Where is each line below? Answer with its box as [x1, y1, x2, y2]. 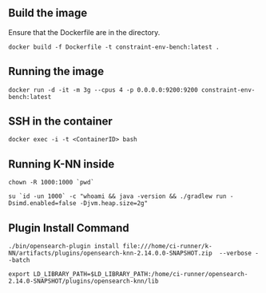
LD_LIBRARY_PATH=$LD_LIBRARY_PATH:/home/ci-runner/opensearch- [33, 271, 248, 279]
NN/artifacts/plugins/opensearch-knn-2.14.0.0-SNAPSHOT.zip [8, 249, 213, 258]
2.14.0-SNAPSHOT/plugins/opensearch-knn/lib [8, 277, 159, 286]
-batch [8, 256, 30, 264]
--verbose [219, 249, 252, 258]
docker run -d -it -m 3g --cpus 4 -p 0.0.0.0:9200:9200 [8, 85, 198, 94]
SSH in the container [8, 115, 113, 129]
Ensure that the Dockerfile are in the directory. [8, 27, 161, 37]
